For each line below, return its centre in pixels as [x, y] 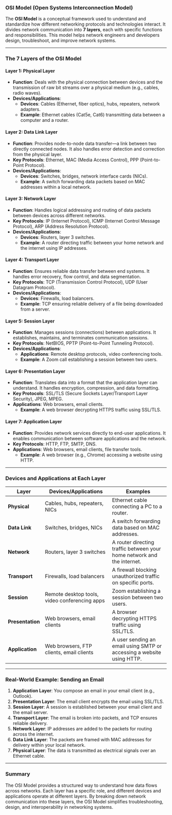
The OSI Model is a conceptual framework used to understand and [76, 19]
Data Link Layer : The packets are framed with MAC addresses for [82, 740]
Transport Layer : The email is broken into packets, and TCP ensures [85, 718]
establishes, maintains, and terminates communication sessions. [81, 338]
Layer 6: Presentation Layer [35, 371]
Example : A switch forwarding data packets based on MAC [83, 181]
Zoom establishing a [136, 591]
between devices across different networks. [59, 215]
